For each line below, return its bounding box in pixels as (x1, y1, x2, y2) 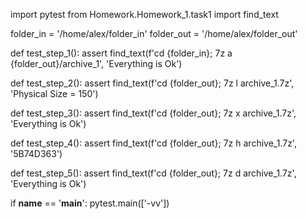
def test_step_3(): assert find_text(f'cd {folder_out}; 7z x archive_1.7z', (10, 107, 297, 119)
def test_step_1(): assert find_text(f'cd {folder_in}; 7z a (10, 47, 233, 59)
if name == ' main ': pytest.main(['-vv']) (10, 197, 170, 209)
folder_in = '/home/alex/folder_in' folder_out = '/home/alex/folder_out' (10, 28, 298, 39)
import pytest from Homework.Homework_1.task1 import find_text (10, 9, 279, 20)
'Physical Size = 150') (10, 88, 99, 99)
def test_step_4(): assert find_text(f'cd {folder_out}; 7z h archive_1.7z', (10, 137, 297, 149)
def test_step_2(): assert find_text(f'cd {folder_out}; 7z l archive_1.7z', (10, 77, 295, 89)
